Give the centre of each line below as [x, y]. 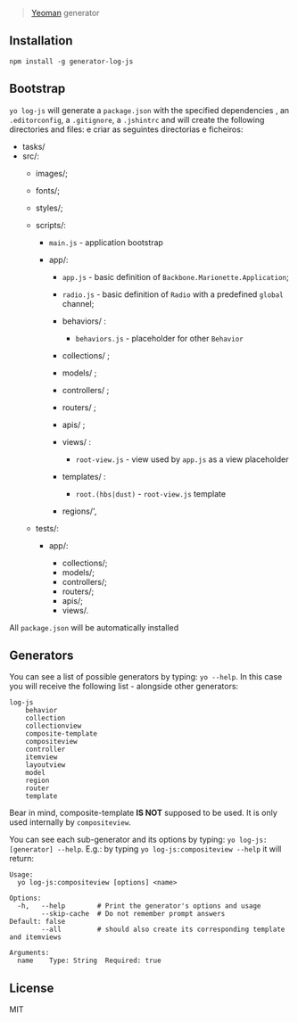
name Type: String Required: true [90, 961]
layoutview [46, 765]
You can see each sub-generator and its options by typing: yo [122, 840]
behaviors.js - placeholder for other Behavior [159, 338]
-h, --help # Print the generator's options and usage [139, 906]
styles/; [49, 208]
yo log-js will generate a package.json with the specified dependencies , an [149, 110]
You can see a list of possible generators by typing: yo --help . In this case [146, 677]
